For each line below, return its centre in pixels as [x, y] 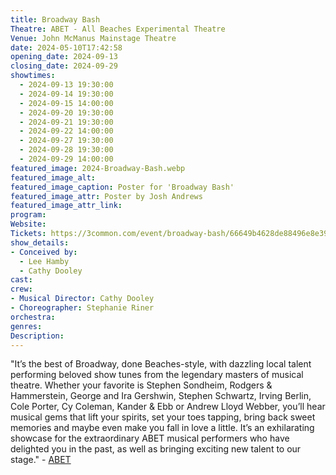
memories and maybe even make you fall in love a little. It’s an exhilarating [162, 428]
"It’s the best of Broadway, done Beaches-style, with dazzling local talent [161, 364]
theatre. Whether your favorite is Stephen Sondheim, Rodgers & [141, 385]
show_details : [40, 242]
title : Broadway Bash [55, 19]
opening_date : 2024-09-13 [64, 57]
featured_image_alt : [53, 177]
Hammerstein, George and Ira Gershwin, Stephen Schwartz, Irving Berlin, [161, 396]
